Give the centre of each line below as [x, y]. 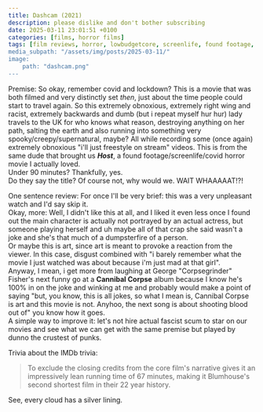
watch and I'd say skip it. [48, 204]
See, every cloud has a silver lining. [66, 399]
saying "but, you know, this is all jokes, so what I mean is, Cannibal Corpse [129, 296]
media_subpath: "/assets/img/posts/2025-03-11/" [89, 52]
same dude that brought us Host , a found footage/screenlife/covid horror [127, 155]
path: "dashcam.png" [56, 67]
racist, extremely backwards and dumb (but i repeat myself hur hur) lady [126, 114]
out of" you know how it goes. [57, 312]
